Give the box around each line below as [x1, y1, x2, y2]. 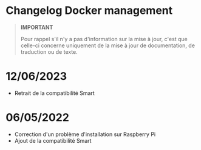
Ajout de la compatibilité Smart [14, 137, 92, 144]
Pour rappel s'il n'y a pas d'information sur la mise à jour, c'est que [20, 35, 188, 42]
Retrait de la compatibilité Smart [14, 89, 95, 97]
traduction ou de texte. [20, 48, 78, 55]
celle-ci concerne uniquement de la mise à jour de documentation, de [20, 42, 196, 49]
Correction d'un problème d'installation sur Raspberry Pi [14, 131, 156, 138]
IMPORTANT [20, 24, 53, 31]
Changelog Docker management [5, 4, 173, 18]
